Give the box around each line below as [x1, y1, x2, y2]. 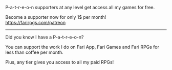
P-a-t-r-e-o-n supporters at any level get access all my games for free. [5, 5, 155, 10]
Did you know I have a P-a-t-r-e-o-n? [5, 34, 84, 40]
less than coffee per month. [5, 49, 64, 55]
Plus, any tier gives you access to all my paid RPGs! [5, 59, 114, 65]
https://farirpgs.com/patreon [5, 20, 66, 25]
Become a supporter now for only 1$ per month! [5, 14, 106, 20]
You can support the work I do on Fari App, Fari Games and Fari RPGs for [5, 44, 160, 50]
